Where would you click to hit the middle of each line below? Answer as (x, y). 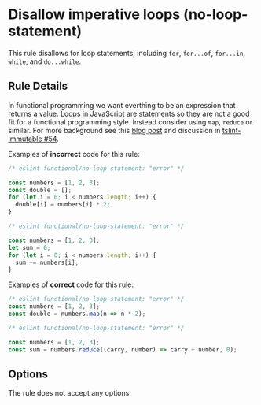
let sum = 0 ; (29, 247)
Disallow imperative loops (94, 15)
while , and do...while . (45, 61)
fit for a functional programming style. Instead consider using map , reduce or (130, 122)
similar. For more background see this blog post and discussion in (114, 130)
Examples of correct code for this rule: (71, 284)
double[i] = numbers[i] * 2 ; (63, 205)
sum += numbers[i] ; (47, 262)
